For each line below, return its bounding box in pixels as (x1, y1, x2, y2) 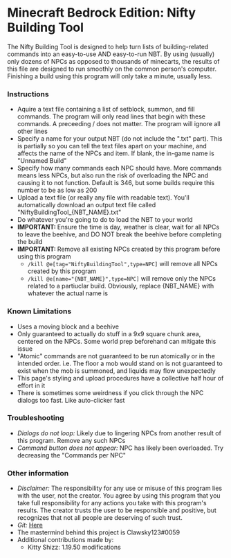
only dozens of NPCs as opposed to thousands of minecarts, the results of (7, 57, 220, 65)
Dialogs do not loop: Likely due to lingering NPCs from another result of (17, 428, 221, 437)
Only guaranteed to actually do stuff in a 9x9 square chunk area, (17, 329, 201, 338)
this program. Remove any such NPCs (17, 436, 126, 444)
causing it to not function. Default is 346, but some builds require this (17, 179, 215, 187)
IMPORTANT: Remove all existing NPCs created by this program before (17, 245, 221, 254)
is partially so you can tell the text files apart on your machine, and (17, 142, 207, 150)
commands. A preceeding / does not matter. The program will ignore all (17, 120, 221, 128)
